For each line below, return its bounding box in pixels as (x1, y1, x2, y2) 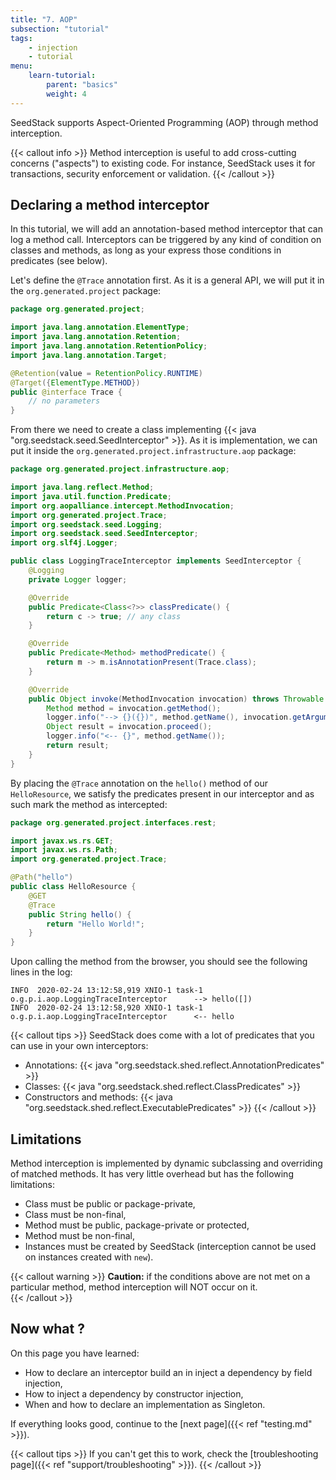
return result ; (46, 741, 110, 751)
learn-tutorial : (28, 71, 97, 81)
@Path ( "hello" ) (10, 872, 74, 883)
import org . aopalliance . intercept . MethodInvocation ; (10, 501, 235, 511)
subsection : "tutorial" (10, 24, 110, 34)
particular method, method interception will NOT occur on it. (10, 1281, 258, 1293)
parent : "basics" (46, 80, 118, 90)
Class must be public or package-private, (24, 1198, 196, 1210)
